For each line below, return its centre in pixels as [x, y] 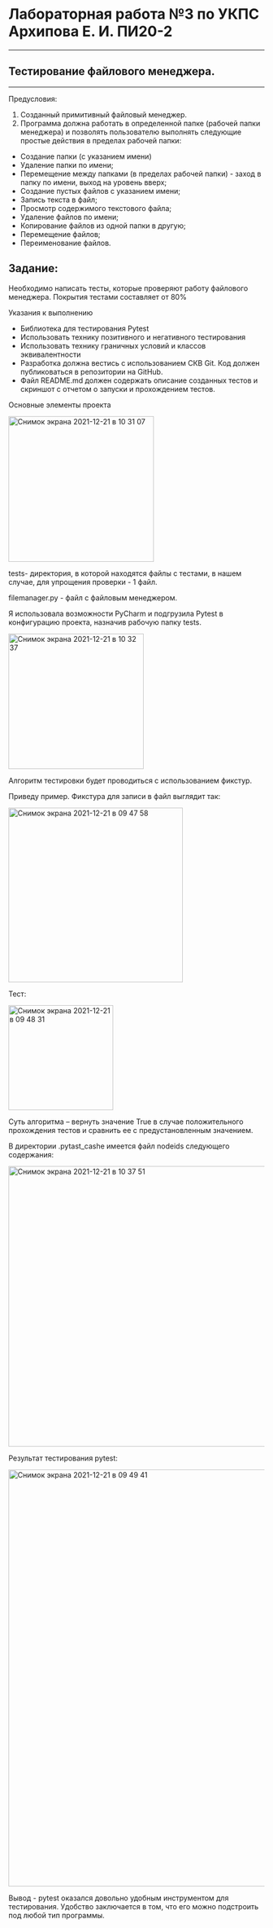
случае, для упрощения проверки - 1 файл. [83, 582]
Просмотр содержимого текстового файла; [96, 208]
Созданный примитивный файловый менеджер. [104, 114]
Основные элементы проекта [60, 405]
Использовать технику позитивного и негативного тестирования [133, 337]
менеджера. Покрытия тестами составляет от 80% [97, 296]
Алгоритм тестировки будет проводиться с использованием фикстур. [130, 780]
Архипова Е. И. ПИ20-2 [91, 31]
